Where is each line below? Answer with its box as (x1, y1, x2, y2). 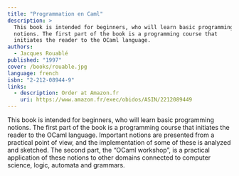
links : (7, 83, 27, 90)
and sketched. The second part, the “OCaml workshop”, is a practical (7, 146, 210, 154)
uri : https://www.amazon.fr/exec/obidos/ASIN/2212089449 (20, 97, 193, 104)
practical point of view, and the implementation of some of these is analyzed (7, 138, 231, 146)
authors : (7, 43, 33, 50)
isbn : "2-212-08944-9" (7, 76, 75, 84)
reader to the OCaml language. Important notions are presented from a (7, 131, 215, 139)
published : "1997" (7, 57, 62, 64)
